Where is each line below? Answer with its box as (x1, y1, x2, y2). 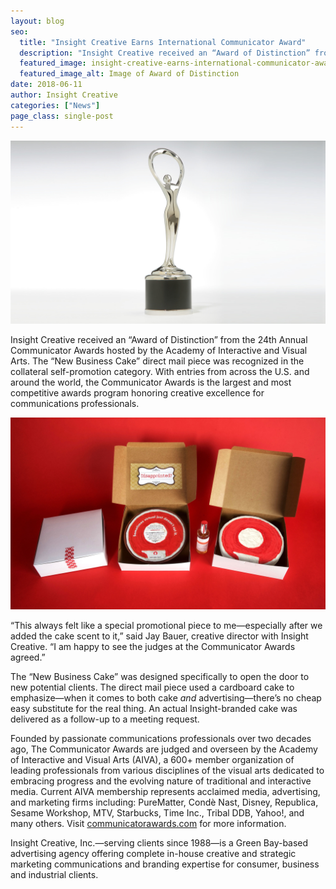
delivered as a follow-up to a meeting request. (10, 713, 200, 725)
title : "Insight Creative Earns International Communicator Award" (19, 37, 307, 47)
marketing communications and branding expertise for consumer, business (10, 858, 320, 870)
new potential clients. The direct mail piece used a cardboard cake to (10, 681, 295, 694)
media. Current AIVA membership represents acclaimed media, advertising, (10, 786, 321, 798)
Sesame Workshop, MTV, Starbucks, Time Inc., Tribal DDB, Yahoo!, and (10, 807, 305, 819)
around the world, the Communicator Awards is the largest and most (10, 376, 292, 389)
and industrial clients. (10, 869, 99, 881)
